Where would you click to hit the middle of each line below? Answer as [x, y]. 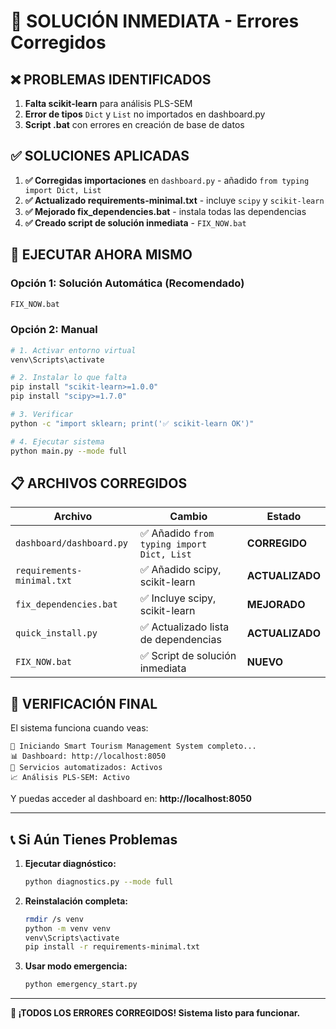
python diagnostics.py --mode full [99, 881]
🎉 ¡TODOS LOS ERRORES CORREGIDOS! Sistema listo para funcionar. [155, 1013]
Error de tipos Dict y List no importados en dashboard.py [145, 114]
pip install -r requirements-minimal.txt [112, 947]
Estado [284, 517]
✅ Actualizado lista [184, 627]
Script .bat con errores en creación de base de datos [134, 124]
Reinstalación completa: [76, 901]
